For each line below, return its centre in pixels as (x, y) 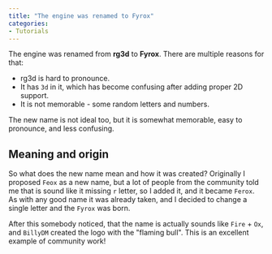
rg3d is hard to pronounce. (65, 79)
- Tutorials (28, 31)
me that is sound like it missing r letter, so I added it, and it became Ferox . (132, 191)
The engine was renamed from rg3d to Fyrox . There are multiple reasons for (136, 54)
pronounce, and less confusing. (62, 129)
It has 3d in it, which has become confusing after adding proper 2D (132, 87)
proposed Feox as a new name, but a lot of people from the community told (134, 183)
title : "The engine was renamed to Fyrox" (81, 16)
